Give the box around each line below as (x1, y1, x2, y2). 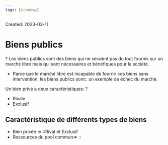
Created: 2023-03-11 (5, 21, 49, 27)
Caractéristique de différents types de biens (5, 115, 147, 124)
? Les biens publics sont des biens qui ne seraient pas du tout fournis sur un (5, 55, 163, 61)
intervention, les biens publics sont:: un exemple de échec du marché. (12, 76, 158, 82)
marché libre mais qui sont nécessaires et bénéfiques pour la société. (5, 61, 149, 67)
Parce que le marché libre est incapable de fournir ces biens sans (12, 70, 149, 77)
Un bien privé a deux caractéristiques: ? (5, 86, 88, 92)
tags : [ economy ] (5, 7, 39, 13)
